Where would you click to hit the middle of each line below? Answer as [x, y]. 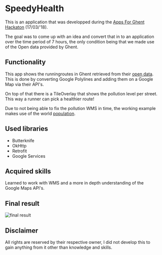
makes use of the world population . [40, 113]
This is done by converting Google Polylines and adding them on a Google [79, 79]
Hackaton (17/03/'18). [26, 27]
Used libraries [27, 129]
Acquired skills [28, 171]
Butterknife [23, 140]
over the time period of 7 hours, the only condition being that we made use [80, 41]
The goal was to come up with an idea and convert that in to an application [80, 36]
